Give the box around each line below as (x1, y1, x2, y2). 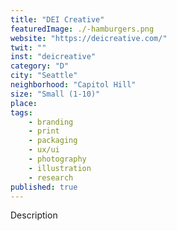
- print (28, 126, 60, 136)
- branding (28, 117, 74, 127)
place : (10, 98, 38, 108)
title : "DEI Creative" (10, 14, 105, 25)
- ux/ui (28, 145, 60, 155)
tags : (10, 107, 33, 118)
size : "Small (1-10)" (10, 89, 101, 99)
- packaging (28, 136, 78, 146)
